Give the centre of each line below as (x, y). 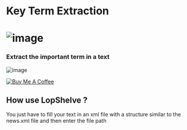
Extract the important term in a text (58, 57)
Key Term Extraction (57, 11)
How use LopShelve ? (47, 100)
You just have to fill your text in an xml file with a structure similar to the (94, 114)
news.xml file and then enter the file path (56, 121)
